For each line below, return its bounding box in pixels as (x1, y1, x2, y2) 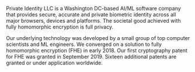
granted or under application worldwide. (6, 59, 103, 66)
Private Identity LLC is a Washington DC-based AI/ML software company (6, 5, 181, 12)
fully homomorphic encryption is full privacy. (6, 23, 114, 30)
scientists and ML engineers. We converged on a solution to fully (6, 41, 162, 48)
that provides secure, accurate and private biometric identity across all (6, 11, 176, 18)
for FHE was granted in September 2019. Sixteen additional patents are (6, 53, 177, 60)
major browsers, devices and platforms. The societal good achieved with (6, 17, 181, 24)
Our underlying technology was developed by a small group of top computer (6, 35, 190, 41)
